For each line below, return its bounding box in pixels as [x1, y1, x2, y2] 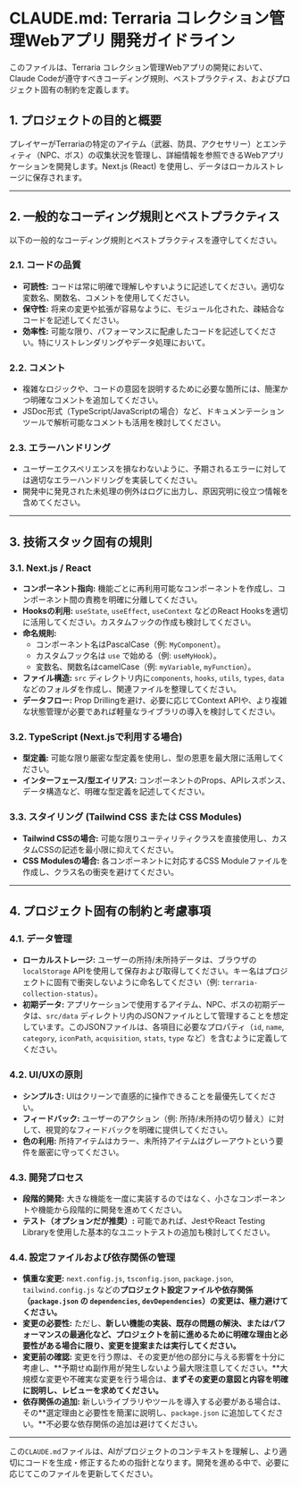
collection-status [21, 990, 91, 998]
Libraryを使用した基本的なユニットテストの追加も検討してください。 [21, 1227, 275, 1237]
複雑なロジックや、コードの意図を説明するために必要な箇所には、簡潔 [21, 384, 281, 395]
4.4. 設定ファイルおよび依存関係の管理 [9, 1251, 176, 1263]
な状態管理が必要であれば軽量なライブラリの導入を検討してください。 [21, 706, 280, 717]
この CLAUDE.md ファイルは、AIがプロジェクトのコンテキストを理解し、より [9, 1446, 279, 1457]
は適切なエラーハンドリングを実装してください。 [21, 475, 203, 486]
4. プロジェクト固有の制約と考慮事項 [9, 904, 212, 919]
